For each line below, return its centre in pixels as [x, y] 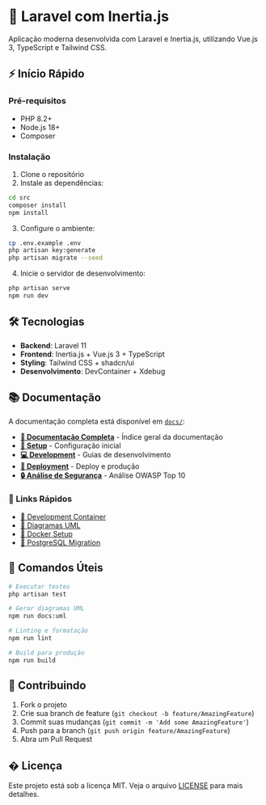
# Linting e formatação [49, 631]
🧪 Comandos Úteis [56, 568]
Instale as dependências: [61, 183]
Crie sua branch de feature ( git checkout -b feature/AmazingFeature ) [137, 714]
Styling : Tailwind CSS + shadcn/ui [77, 362]
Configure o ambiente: [57, 228]
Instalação [30, 157]
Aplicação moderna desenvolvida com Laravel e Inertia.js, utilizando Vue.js [133, 39]
